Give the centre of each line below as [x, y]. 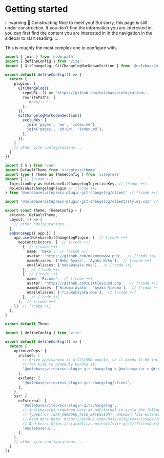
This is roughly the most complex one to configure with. [61, 48]
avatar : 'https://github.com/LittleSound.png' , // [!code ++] [92, 283]
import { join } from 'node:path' [40, 57]
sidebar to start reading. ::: [32, 38]
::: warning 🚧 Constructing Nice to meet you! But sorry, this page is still [76, 23]
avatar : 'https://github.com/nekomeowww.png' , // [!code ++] [91, 256]
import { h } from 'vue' [30, 166]
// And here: [36, 424]
